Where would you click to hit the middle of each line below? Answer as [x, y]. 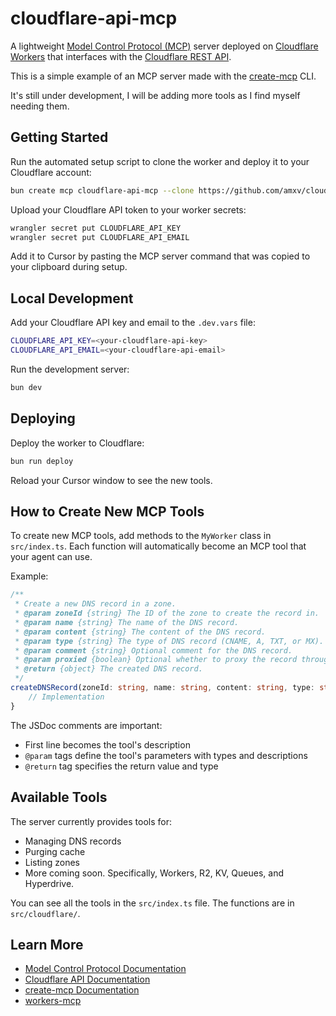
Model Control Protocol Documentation [105, 969]
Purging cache [55, 851]
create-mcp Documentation [82, 990]
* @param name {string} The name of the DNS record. [127, 622]
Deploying [43, 418]
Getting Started [59, 137]
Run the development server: [70, 369]
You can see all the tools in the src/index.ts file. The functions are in [152, 903]
